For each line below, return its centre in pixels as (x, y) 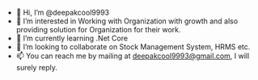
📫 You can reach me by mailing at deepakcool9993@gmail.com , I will (133, 56)
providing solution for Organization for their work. (98, 29)
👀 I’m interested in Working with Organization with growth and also (127, 21)
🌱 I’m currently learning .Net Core (72, 38)
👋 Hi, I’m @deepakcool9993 (63, 13)
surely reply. (37, 67)
